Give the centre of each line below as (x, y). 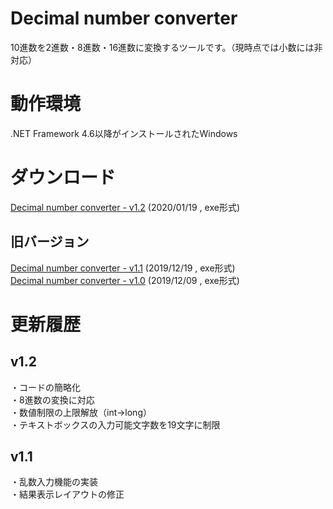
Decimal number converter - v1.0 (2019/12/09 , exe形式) (125, 280)
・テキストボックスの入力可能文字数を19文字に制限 (115, 424)
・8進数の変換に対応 (52, 399)
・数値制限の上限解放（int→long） (81, 412)
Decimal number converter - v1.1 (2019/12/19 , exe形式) (123, 268)
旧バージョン (50, 242)
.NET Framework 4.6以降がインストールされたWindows (124, 133)
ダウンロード (63, 178)
